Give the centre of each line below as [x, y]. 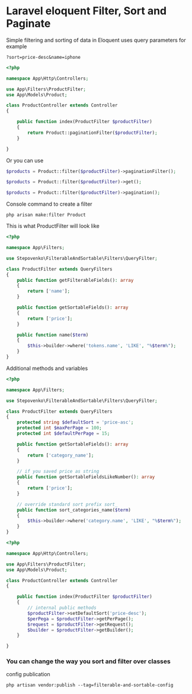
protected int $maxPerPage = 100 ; [59, 428]
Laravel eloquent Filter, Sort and [87, 11]
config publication [28, 674]
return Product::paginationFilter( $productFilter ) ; [93, 133]
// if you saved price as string [58, 472]
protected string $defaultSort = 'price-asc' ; [75, 423]
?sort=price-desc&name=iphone [44, 57]
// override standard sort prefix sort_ [67, 504]
